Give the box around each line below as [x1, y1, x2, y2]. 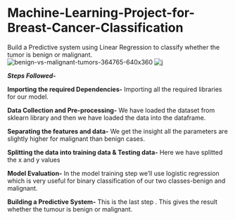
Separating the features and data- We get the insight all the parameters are [7, 127, 229, 135]
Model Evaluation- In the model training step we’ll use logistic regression [7, 169, 220, 177]
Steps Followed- [7, 71, 56, 80]
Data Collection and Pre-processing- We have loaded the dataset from [7, 106, 215, 114]
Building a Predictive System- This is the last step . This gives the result [7, 198, 218, 206]
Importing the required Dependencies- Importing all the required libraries [7, 85, 222, 93]
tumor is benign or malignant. [7, 50, 93, 59]
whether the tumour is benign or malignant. [7, 205, 133, 213]
